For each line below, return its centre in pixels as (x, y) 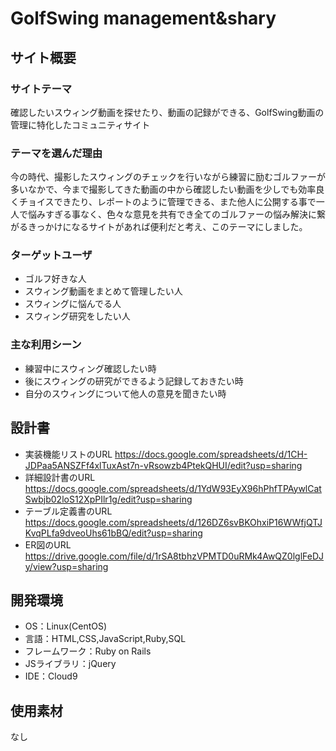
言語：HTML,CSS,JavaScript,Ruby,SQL (105, 639)
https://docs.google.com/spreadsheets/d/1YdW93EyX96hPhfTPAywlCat (173, 488)
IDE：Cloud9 (51, 676)
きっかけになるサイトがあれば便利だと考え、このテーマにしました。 (167, 227)
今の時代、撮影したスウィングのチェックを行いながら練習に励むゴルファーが (168, 177)
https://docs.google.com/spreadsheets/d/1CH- (211, 454)
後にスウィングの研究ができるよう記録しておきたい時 (134, 381)
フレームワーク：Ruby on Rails (88, 651)
